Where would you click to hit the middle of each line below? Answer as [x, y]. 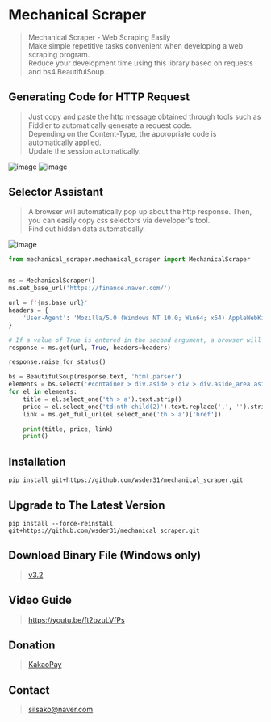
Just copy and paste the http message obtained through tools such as [144, 116]
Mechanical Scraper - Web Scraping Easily [99, 37]
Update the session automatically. [84, 150]
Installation [37, 461]
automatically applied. [65, 142]
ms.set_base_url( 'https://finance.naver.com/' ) [90, 289]
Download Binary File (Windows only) [105, 555]
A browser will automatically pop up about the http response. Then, [140, 211]
